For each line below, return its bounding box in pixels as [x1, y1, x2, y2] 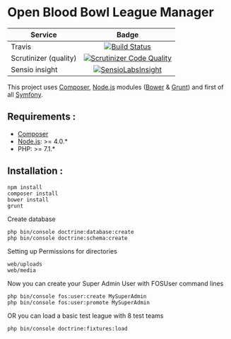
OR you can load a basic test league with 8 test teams [7, 311, 164, 320]
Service [30, 30, 58, 40]
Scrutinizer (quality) [11, 53, 77, 63]
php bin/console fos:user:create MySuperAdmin [7, 292, 147, 300]
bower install [7, 196, 49, 203]
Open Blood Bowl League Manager [7, 4, 214, 20]
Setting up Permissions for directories [7, 246, 118, 255]
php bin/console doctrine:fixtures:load [7, 325, 129, 332]
